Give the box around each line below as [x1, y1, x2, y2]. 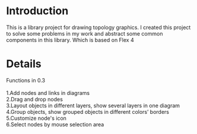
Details [6, 58, 42, 71]
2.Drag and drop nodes [6, 95, 63, 103]
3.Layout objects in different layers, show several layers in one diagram [6, 102, 180, 109]
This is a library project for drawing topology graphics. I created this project [6, 24, 191, 31]
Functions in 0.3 [6, 76, 46, 84]
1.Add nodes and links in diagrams [6, 89, 90, 96]
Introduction [6, 4, 69, 18]
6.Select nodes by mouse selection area [6, 120, 104, 128]
